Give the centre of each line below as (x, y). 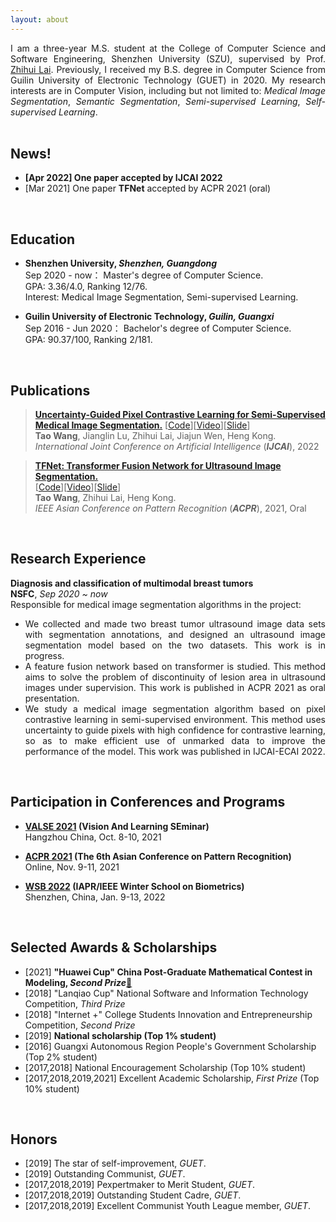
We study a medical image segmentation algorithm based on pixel (175, 708)
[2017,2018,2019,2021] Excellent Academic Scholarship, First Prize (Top (172, 1078)
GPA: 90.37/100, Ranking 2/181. (88, 340)
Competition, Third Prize (75, 1003)
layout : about (40, 19)
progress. (44, 655)
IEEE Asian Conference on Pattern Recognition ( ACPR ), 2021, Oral (170, 508)
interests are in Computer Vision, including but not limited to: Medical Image (168, 90)
